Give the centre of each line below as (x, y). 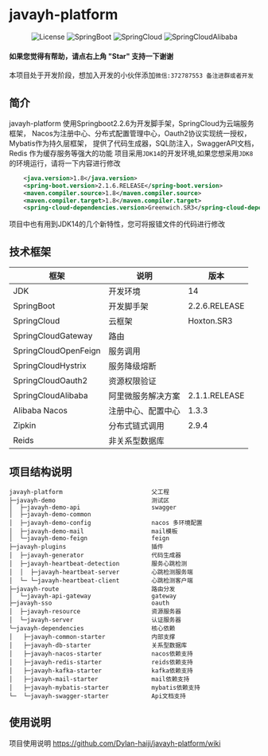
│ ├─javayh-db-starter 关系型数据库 (98, 645)
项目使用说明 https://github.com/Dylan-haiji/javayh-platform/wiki (115, 743)
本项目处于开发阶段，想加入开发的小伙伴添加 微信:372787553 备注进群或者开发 (131, 75)
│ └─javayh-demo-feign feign (89, 538)
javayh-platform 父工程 (89, 492)
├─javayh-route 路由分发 (92, 589)
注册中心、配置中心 (144, 411)
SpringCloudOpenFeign (57, 351)
